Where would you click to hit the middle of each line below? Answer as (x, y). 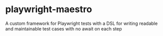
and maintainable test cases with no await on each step (64, 28)
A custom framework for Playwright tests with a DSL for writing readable (81, 23)
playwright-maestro (49, 9)
